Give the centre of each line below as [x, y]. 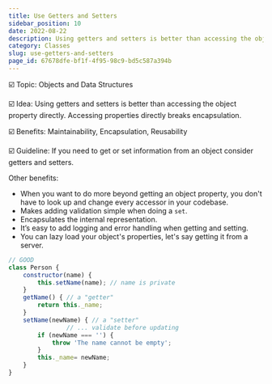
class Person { [34, 268]
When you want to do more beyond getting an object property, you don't [141, 193]
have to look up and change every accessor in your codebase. [124, 202]
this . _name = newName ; [74, 358]
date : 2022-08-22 [38, 31]
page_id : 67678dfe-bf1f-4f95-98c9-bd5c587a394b [90, 61]
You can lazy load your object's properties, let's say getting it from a [134, 236]
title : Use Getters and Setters [63, 16]
